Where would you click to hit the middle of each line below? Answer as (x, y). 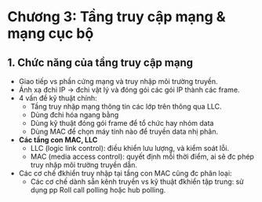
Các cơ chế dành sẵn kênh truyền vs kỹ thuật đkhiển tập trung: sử (137, 182)
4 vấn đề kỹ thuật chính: (58, 98)
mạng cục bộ (51, 33)
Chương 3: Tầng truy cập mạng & (116, 17)
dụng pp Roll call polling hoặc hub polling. (98, 190)
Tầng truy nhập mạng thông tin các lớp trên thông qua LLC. (126, 107)
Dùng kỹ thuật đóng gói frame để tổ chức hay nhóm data (122, 123)
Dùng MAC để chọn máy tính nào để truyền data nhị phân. (124, 131)
